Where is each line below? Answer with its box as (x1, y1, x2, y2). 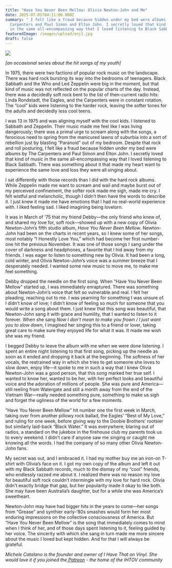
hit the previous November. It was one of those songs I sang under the (14, 241, 163, 247)
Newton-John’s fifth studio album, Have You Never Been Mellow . (5, 225, 142, 231)
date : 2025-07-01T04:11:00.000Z (5, 12, 74, 17)
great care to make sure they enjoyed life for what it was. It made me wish (5, 327, 161, 333)
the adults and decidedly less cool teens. (5, 108, 92, 114)
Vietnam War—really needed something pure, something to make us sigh (5, 392, 160, 398)
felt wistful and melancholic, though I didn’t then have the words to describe (5, 193, 166, 199)
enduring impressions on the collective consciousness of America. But (5, 514, 155, 520)
